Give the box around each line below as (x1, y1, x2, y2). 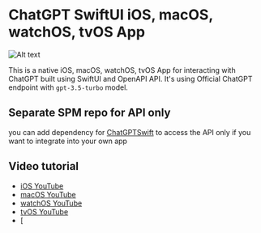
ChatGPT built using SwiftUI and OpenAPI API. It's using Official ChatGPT (8, 74, 253, 83)
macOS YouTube (19, 189, 76, 199)
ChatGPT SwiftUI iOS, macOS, (8, 6, 213, 24)
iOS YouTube (19, 180, 64, 191)
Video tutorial (8, 159, 79, 173)
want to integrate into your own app (8, 136, 128, 146)
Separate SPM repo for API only (8, 106, 171, 120)
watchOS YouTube (19, 198, 83, 208)
